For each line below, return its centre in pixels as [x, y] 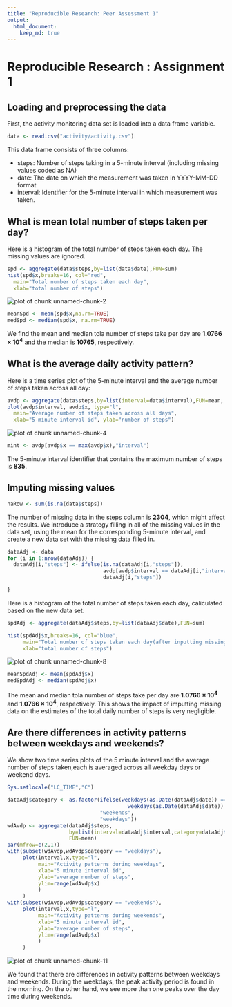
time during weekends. [40, 997]
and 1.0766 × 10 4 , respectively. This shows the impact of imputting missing [114, 703]
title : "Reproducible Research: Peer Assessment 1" [83, 13]
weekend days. [29, 775]
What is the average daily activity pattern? [100, 364]
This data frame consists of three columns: [68, 150]
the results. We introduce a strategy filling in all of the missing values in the [114, 524]
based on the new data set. [46, 610]
